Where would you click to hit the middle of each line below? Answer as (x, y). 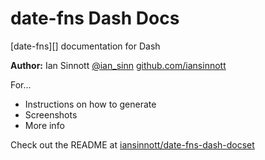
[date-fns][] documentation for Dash (85, 46)
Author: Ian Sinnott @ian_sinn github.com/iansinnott (118, 65)
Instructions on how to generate (90, 104)
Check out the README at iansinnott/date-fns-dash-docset (132, 144)
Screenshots (51, 114)
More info (44, 125)
